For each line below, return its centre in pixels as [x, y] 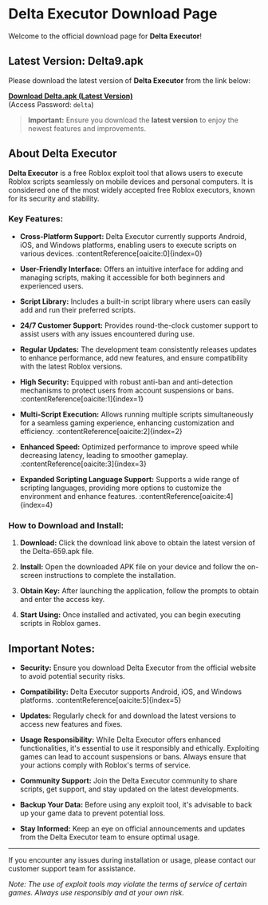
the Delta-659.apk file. [57, 552]
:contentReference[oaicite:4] [186, 496]
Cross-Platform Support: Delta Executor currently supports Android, [133, 236]
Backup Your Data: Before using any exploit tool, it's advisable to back [136, 804]
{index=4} [36, 504]
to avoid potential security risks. [72, 676]
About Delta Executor [63, 154]
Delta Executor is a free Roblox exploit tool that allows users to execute [126, 173]
